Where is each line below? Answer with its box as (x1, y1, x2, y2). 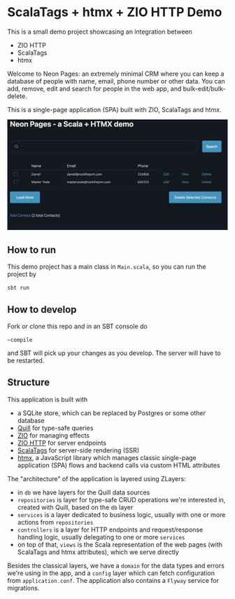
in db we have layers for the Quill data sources (17, 488, 150, 497)
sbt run (7, 285, 30, 292)
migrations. (7, 584, 40, 592)
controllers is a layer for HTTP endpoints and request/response (17, 525, 204, 534)
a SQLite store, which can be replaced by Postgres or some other (17, 408, 206, 417)
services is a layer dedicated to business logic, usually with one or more (17, 510, 226, 519)
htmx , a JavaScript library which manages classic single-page (17, 453, 197, 462)
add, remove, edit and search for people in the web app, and (7, 84, 182, 93)
